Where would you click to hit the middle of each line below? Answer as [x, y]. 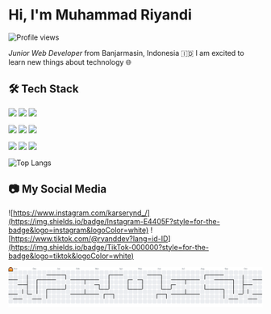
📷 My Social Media [58, 189]
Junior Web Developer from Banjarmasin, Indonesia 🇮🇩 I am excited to [126, 53]
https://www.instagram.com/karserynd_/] [82, 213]
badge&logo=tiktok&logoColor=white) [71, 256]
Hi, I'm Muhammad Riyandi [100, 15]
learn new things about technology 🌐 [70, 62]
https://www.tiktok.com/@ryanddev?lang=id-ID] [91, 238]
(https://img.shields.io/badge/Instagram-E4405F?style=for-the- [114, 221]
